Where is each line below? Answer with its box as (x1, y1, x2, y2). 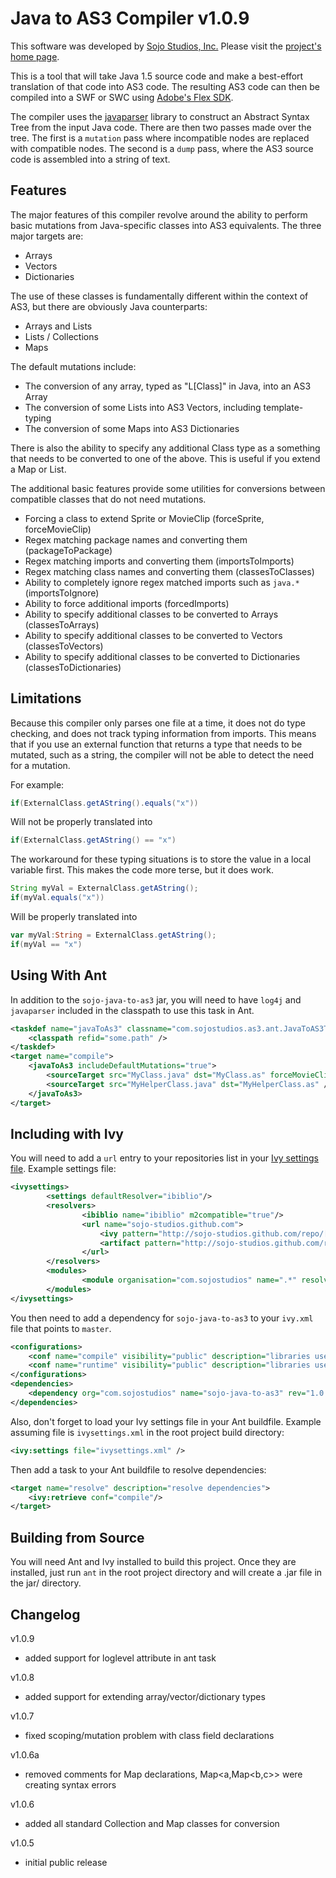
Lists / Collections (24, 330, 99, 342)
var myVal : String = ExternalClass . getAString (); (10, 930, 217, 941)
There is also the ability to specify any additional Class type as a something (10, 442, 321, 454)
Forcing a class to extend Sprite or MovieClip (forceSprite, (24, 512, 265, 524)
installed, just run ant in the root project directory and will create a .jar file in (10, 1567, 323, 1579)
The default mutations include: (10, 360, 137, 372)
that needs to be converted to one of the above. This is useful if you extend (10, 452, 321, 464)
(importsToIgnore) (24, 587, 100, 599)
